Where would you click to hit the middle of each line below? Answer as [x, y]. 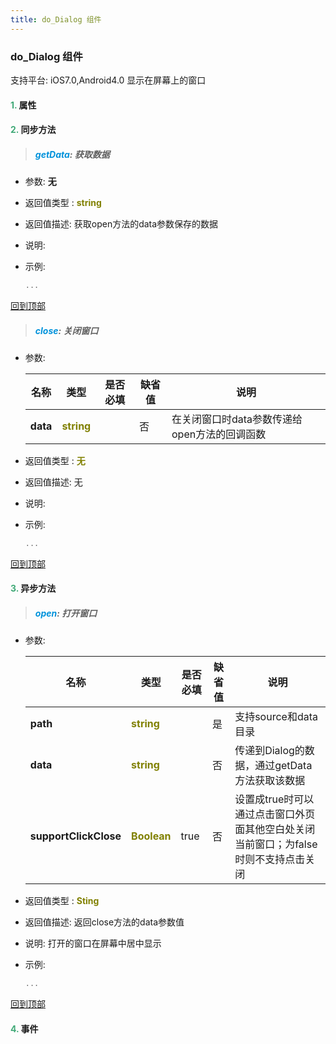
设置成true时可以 [274, 799]
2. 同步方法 [33, 130]
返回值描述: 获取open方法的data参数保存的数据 [121, 224]
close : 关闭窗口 [66, 330]
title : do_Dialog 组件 [56, 19]
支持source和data [276, 717]
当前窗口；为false [276, 844]
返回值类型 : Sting [62, 901]
